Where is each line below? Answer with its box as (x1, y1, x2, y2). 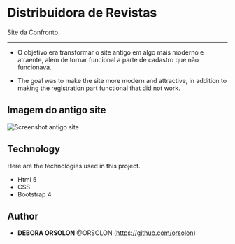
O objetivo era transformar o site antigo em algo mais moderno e (17, 48, 204, 57)
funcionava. (17, 63, 52, 71)
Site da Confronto (7, 28, 58, 36)
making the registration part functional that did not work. (17, 84, 180, 92)
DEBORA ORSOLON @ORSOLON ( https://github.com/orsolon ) (17, 229, 196, 237)
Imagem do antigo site (7, 104, 106, 116)
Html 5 (17, 175, 37, 183)
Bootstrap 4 (17, 190, 52, 199)
